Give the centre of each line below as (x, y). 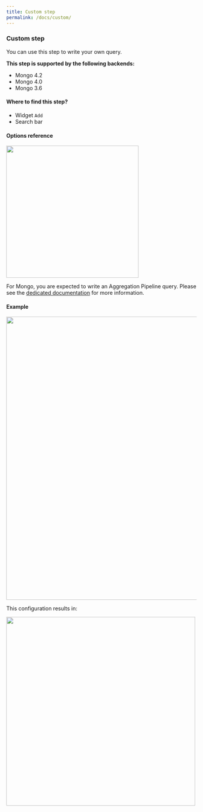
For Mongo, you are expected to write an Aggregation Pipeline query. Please (101, 286)
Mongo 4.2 (29, 75)
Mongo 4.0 (29, 82)
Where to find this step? (37, 102)
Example (18, 306)
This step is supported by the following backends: (70, 63)
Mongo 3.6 (28, 88)
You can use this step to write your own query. (64, 51)
